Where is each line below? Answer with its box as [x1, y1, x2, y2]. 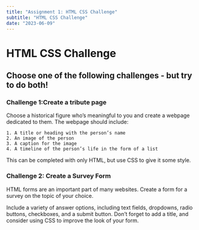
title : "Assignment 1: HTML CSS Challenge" [6, 8, 118, 15]
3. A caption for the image [6, 141, 77, 147]
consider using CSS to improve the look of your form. [6, 217, 139, 224]
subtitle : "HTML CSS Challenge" [6, 15, 88, 21]
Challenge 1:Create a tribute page [6, 98, 107, 106]
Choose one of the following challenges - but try [6, 70, 192, 81]
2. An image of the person [6, 135, 74, 141]
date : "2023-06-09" [6, 20, 56, 26]
